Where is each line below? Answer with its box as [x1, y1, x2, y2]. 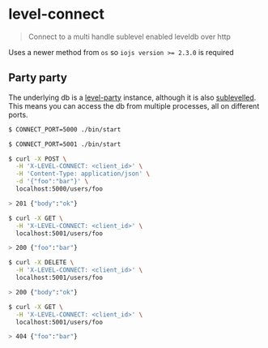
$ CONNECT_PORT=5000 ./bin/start [8, 125, 121, 134]
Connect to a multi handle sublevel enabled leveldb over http [28, 32, 231, 41]
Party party [8, 71, 67, 85]
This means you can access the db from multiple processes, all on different [8, 101, 260, 110]
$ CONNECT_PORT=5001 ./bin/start [8, 140, 121, 148]
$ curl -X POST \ [8, 155, 67, 163]
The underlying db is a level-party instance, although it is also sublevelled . [8, 92, 257, 102]
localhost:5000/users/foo [15, 185, 104, 193]
